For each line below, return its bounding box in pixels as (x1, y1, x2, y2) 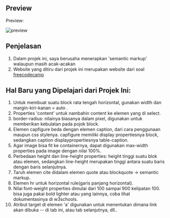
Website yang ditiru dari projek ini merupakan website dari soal (13, 66, 145, 72)
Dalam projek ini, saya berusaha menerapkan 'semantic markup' (13, 55, 147, 61)
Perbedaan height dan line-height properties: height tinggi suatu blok (13, 153, 157, 159)
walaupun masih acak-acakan (13, 61, 75, 67)
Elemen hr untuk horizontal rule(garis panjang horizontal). (13, 180, 134, 186)
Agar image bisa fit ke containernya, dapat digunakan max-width (13, 143, 148, 149)
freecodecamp (13, 71, 45, 77)
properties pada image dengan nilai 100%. (13, 148, 102, 154)
